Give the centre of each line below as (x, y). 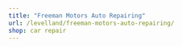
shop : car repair (37, 30)
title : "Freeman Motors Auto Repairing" (77, 16)
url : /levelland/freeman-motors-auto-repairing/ (91, 23)
